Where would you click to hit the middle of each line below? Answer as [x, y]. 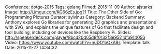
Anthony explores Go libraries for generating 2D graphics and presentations [80, 22]
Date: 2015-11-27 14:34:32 [31, 48]
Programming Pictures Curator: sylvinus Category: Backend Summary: [75, 17]
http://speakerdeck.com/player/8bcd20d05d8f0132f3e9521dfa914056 [75, 37]
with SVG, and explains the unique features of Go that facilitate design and [79, 27]
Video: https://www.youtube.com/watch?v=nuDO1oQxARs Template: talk [77, 42]
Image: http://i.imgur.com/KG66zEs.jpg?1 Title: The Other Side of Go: [73, 12]
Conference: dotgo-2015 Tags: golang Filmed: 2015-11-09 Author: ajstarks [79, 7]
